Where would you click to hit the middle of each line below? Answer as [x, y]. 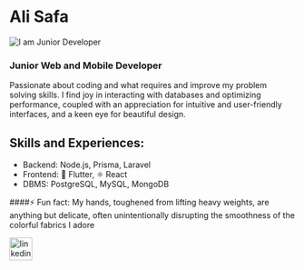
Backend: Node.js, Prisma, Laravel [87, 165]
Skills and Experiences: [77, 143]
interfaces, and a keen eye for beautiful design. [98, 115]
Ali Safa [39, 17]
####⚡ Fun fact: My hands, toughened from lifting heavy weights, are [139, 203]
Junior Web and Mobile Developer [86, 65]
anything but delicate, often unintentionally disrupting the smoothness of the [152, 215]
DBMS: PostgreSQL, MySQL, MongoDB [96, 185]
